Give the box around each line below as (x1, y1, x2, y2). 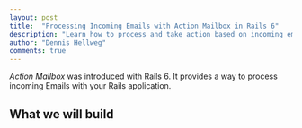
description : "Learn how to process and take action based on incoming (9, 30, 283, 38)
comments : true (9, 47, 67, 55)
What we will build (9, 107, 114, 122)
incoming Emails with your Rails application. (9, 81, 172, 91)
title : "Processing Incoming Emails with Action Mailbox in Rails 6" (9, 21, 280, 30)
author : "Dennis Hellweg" (9, 38, 106, 47)
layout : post (9, 13, 58, 22)
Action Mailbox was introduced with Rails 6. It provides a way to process (9, 71, 279, 81)
